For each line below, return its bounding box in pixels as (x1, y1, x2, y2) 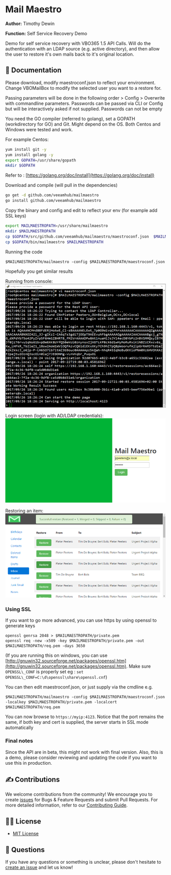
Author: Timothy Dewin (5, 20, 55, 27)
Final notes (5, 737, 33, 744)
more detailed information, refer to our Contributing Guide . (5, 802, 128, 808)
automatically (5, 724, 34, 731)
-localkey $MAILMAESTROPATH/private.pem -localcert (5, 700, 117, 705)
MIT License (12, 831, 39, 837)
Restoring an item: (5, 507, 44, 514)
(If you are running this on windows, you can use (5, 652, 108, 658)
